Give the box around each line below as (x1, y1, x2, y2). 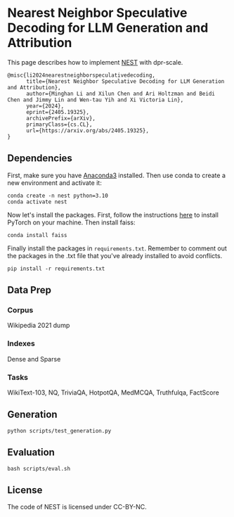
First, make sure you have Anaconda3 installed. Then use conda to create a (7, 171, 226, 179)
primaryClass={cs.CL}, (25, 121, 93, 128)
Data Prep (7, 284, 51, 296)
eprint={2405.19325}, (25, 108, 90, 115)
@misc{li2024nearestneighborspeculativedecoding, (7, 72, 156, 79)
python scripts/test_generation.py (7, 427, 112, 434)
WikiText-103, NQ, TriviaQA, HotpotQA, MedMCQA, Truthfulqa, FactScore (7, 388, 219, 397)
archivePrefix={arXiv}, (25, 115, 96, 122)
